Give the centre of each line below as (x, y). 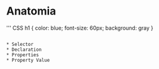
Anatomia (31, 11)
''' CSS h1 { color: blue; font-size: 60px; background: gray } (80, 28)
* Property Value (28, 60)
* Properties (23, 55)
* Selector (20, 44)
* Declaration (24, 50)
